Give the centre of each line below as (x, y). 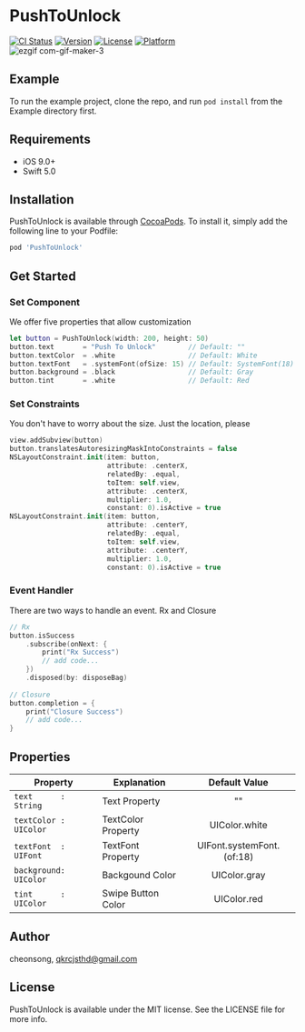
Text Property (131, 801)
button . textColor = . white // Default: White (133, 356)
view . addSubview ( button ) (56, 441)
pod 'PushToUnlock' (46, 248)
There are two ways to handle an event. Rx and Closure (113, 610)
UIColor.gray (239, 875)
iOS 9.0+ (39, 161)
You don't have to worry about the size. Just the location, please (130, 424)
